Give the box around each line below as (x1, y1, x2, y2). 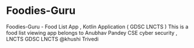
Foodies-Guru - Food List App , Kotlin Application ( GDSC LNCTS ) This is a (6, 23, 189, 30)
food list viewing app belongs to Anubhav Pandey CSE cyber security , (6, 29, 178, 36)
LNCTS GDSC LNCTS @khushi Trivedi (6, 35, 99, 42)
